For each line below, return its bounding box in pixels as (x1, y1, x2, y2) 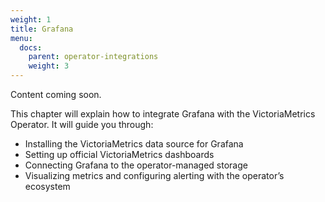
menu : (10, 33, 33, 43)
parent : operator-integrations (28, 52, 159, 62)
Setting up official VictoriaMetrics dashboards (24, 149, 215, 160)
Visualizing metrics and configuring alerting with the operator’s (24, 170, 285, 181)
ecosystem (24, 181, 71, 192)
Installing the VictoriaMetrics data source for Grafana (24, 138, 244, 150)
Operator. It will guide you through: (10, 119, 154, 130)
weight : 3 (28, 61, 70, 71)
